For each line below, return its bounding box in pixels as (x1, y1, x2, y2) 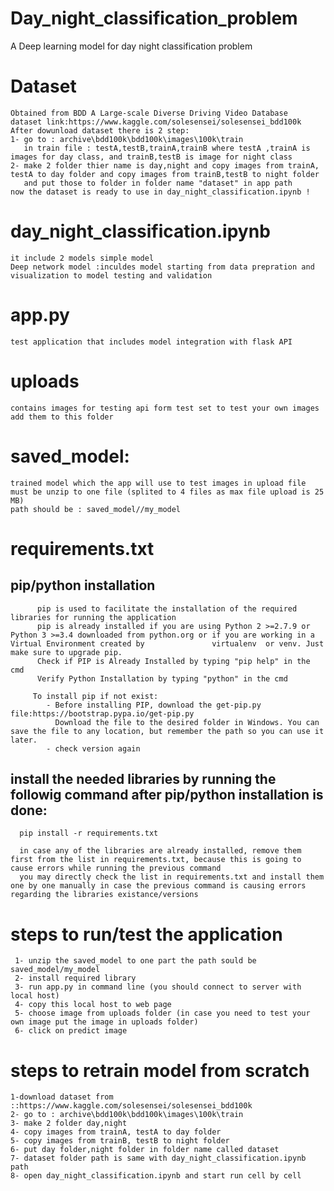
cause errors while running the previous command (10, 863, 222, 874)
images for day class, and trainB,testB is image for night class (10, 152, 293, 162)
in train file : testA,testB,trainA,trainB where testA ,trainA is (23, 143, 311, 153)
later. (10, 735, 38, 745)
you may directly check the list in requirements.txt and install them (19, 872, 325, 882)
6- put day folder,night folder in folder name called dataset (10, 1145, 280, 1155)
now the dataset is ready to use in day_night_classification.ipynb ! (10, 187, 311, 197)
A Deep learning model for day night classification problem (10, 40, 253, 52)
